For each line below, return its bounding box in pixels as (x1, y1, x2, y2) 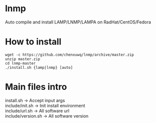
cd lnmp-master (5, 61, 36, 66)
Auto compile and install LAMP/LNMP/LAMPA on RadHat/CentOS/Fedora (5, 19, 151, 25)
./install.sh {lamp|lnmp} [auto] (5, 65, 73, 70)
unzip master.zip (5, 57, 40, 61)
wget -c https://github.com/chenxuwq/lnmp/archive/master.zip (5, 52, 134, 57)
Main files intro (5, 82, 67, 93)
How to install (5, 36, 62, 47)
